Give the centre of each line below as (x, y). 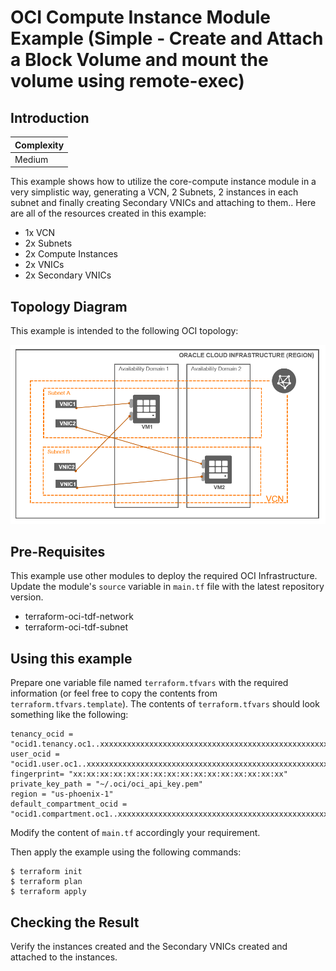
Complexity (39, 145)
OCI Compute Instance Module (141, 17)
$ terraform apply (48, 892)
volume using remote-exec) (127, 81)
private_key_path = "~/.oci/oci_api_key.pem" (106, 784)
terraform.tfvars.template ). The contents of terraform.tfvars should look (165, 704)
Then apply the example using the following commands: (126, 852)
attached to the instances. (64, 957)
